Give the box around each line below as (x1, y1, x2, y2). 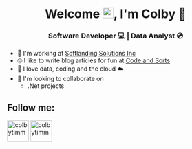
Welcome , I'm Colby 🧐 (44, 6, 187, 22)
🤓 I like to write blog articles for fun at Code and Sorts (17, 56, 171, 65)
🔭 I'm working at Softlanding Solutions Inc (17, 49, 136, 58)
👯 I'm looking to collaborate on (17, 75, 105, 83)
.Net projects (27, 82, 65, 90)
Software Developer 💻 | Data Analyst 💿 (47, 31, 184, 41)
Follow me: (7, 102, 55, 113)
